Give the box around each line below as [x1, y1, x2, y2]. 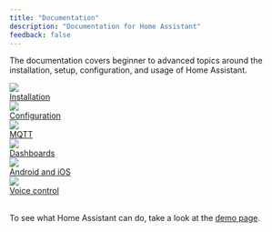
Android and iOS [9, 166, 71, 177]
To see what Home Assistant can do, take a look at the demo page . [9, 213, 261, 224]
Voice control [9, 186, 59, 197]
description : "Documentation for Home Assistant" [9, 22, 202, 31]
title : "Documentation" [9, 13, 100, 23]
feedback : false [9, 30, 71, 39]
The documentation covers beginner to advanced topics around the [9, 55, 263, 66]
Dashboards [9, 147, 55, 159]
